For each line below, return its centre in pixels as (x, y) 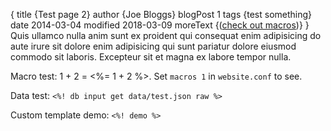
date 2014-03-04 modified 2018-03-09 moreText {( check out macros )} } (160, 25)
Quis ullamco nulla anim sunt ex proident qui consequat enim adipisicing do (166, 35)
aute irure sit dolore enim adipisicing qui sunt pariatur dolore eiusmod (153, 46)
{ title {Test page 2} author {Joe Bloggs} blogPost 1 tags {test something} (161, 14)
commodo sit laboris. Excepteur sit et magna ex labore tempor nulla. (151, 57)
